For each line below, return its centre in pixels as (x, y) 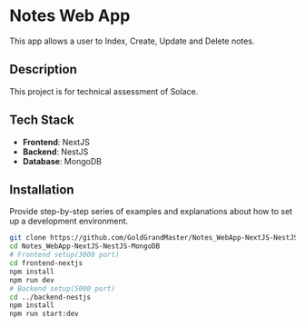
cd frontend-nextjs (46, 263)
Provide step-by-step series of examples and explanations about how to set (151, 212)
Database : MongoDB (62, 161)
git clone (28, 238)
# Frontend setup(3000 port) (64, 255)
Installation (42, 189)
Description (43, 69)
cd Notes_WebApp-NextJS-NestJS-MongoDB (85, 246)
